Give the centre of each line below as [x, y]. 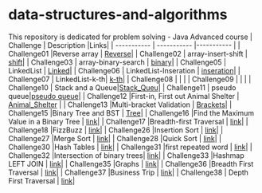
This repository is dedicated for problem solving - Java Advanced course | [131, 37]
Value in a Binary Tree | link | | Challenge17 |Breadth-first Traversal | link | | [128, 121]
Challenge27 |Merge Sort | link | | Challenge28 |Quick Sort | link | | [115, 138]
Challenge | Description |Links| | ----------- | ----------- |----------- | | [124, 45]
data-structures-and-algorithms [118, 15]
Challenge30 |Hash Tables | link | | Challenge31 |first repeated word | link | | [130, 147]
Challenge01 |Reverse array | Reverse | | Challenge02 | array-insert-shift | [128, 53]
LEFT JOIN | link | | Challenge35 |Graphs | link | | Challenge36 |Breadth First [131, 163]
